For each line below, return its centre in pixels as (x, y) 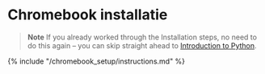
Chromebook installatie (88, 15)
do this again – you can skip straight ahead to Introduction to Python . (142, 45)
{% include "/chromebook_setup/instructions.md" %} (97, 61)
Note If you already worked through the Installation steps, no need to (142, 37)
